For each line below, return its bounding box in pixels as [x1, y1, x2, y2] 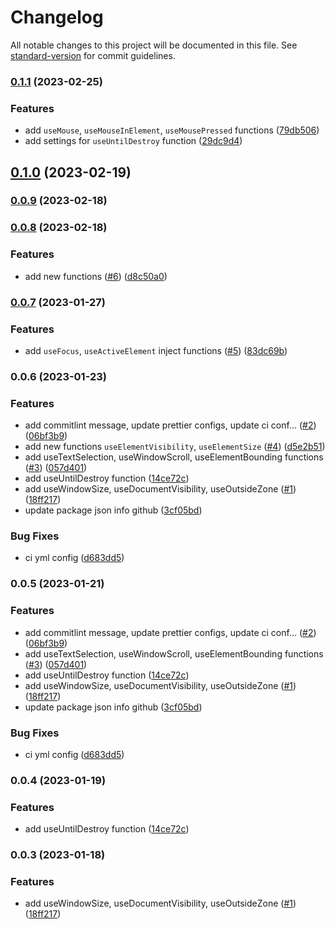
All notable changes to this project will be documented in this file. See [10, 39, 298, 51]
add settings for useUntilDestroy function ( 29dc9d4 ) [24, 135, 243, 147]
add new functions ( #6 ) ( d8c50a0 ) [24, 270, 168, 282]
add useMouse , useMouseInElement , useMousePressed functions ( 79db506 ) [24, 124, 320, 136]
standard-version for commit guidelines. [10, 49, 176, 61]
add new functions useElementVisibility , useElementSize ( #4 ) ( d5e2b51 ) [24, 441, 326, 453]
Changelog [10, 6, 104, 29]
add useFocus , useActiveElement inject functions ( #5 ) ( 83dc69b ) [24, 344, 288, 356]
